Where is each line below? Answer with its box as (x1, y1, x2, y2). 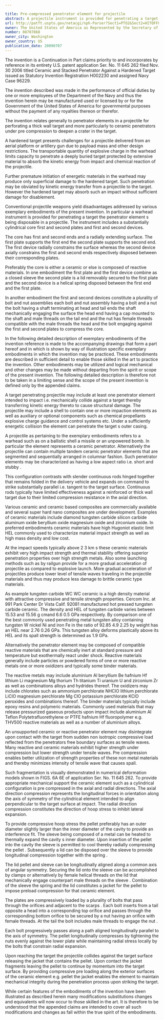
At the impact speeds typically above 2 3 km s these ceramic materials (5, 544, 147, 550)
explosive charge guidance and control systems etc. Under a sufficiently (5, 418, 151, 424)
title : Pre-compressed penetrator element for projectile (5, 11, 125, 16)
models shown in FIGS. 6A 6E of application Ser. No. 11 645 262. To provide (5, 775, 157, 780)
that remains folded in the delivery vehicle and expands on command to (5, 479, 149, 484)
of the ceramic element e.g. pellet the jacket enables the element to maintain (5, 973, 159, 979)
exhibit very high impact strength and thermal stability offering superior (5, 550, 149, 556)
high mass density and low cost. (5, 535, 70, 541)
